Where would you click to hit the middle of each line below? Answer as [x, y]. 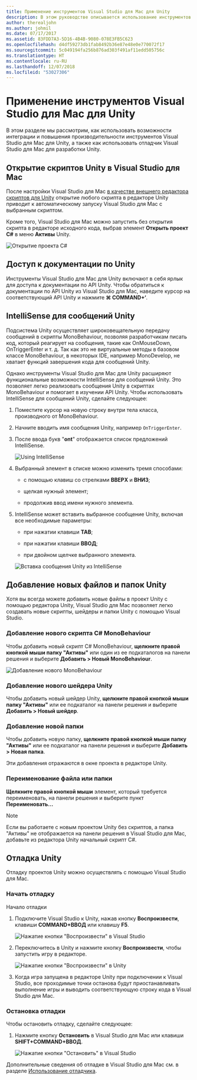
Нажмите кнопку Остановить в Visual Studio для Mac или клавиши [99, 1036]
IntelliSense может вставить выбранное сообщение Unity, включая [99, 514]
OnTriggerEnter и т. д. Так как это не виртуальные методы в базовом [93, 349]
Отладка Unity [34, 858]
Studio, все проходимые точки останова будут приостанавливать [97, 983]
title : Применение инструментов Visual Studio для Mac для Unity [88, 12]
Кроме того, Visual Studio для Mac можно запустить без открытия [89, 222]
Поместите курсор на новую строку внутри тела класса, [86, 410]
